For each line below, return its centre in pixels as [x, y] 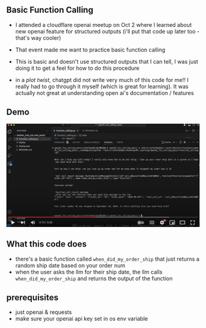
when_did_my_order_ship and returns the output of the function [94, 278]
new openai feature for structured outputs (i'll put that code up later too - [107, 31]
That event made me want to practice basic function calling [90, 50]
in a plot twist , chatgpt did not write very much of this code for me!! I [102, 80]
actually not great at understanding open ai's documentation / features [105, 93]
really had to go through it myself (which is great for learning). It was [102, 86]
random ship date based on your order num [70, 265]
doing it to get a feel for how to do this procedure [77, 68]
